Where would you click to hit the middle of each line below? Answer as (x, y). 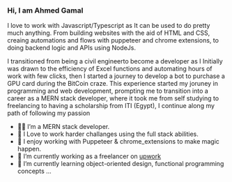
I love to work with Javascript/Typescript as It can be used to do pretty (109, 26)
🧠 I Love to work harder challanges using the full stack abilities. (108, 134)
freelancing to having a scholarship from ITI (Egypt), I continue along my (111, 106)
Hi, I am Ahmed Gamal (45, 10)
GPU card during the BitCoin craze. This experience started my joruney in (113, 84)
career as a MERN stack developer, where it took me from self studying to (113, 98)
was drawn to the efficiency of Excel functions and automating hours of (110, 69)
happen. (29, 149)
